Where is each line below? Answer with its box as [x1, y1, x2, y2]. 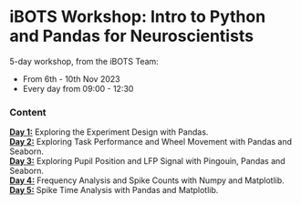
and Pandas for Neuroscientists [9, 25, 254, 46]
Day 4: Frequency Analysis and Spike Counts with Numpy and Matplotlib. [9, 175, 285, 186]
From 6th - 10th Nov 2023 [22, 73, 120, 84]
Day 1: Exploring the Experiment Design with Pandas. [9, 127, 209, 138]
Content [9, 106, 47, 118]
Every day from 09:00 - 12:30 [22, 83, 134, 94]
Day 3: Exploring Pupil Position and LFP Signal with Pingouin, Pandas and [9, 156, 285, 167]
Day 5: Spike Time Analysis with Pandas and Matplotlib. [9, 185, 219, 196]
